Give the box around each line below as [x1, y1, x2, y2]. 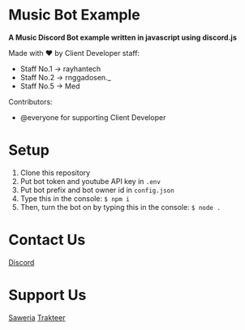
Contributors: [8, 96, 53, 106]
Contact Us [8, 231, 86, 249]
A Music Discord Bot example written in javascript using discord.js [8, 32, 238, 42]
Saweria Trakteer [8, 312, 66, 322]
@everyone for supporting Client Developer [19, 112, 166, 122]
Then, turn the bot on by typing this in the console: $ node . [19, 202, 221, 212]
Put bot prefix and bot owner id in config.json [19, 185, 174, 195]
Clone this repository [19, 168, 91, 178]
